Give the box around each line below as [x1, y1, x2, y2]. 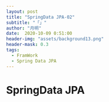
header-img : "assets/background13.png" [6, 36, 104, 42]
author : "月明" [6, 25, 42, 31]
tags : [6, 47, 19, 53]
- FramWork [11, 52, 38, 58]
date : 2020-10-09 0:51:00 [6, 31, 72, 37]
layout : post [6, 8, 38, 15]
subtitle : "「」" [6, 19, 47, 25]
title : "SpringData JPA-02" [6, 14, 75, 20]
